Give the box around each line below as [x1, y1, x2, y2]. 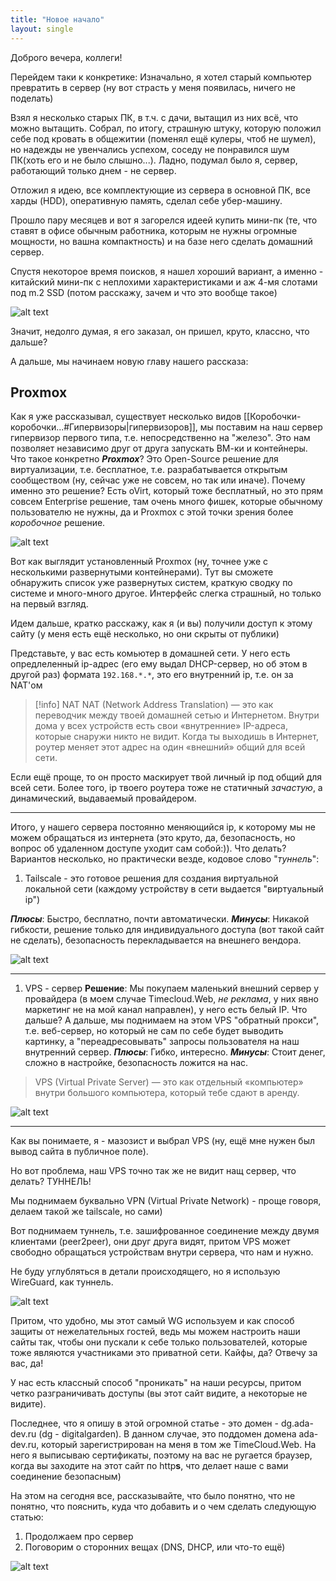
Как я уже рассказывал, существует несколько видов [10, 411, 242, 423]
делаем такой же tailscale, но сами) [10, 1206, 163, 1218]
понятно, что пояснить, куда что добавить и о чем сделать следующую [10, 1501, 317, 1513]
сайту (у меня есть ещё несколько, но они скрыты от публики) [10, 628, 280, 640]
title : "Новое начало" [10, 14, 105, 25]
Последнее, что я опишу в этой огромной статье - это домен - [10, 1417, 279, 1430]
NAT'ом [10, 679, 43, 691]
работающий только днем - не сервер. [10, 164, 177, 176]
